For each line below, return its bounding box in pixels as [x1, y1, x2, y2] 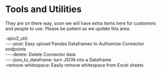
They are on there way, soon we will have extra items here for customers [5, 20, 156, 26]
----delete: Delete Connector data [5, 51, 76, 57]
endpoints [5, 46, 26, 52]
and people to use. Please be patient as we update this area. [5, 25, 131, 31]
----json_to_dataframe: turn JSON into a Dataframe [5, 56, 112, 62]
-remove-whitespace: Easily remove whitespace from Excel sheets [5, 62, 144, 68]
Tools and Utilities [5, 4, 82, 15]
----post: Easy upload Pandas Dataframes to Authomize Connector [5, 40, 144, 46]
